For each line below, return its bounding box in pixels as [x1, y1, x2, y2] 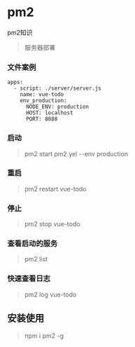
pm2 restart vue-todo [24, 184, 87, 193]
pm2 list [24, 255, 48, 264]
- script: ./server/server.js [13, 85, 101, 92]
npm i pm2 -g [24, 331, 64, 340]
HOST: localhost [25, 109, 73, 116]
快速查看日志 [7, 274, 51, 284]
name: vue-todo [20, 91, 64, 98]
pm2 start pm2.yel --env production [24, 149, 128, 158]
